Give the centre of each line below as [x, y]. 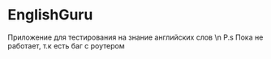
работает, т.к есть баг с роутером [66, 45]
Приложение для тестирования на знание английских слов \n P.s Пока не [135, 37]
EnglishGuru [50, 15]
